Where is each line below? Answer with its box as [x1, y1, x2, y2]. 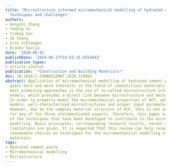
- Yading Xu [5, 26, 31, 32]
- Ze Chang [5, 36, 28, 41]
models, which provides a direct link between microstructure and [10, 93, 154, 98]
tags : [5, 140, 17, 145]
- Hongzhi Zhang [5, 21, 40, 27]
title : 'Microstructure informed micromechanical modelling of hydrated [5, 7, 163, 13]
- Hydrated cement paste [5, 145, 58, 150]
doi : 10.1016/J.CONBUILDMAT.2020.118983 [5, 74, 93, 79]
